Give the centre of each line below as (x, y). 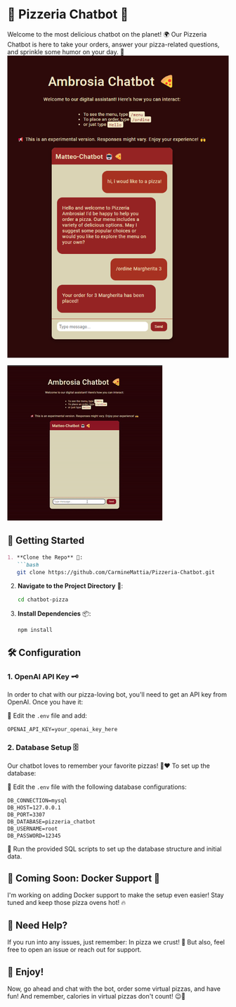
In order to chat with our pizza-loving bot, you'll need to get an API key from (117, 695)
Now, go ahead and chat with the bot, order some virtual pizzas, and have (114, 989)
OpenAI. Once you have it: (45, 702)
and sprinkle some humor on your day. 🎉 (66, 51)
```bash (28, 565)
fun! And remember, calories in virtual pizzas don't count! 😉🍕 (97, 996)
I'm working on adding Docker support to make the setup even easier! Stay (116, 895)
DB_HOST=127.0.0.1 (34, 807)
